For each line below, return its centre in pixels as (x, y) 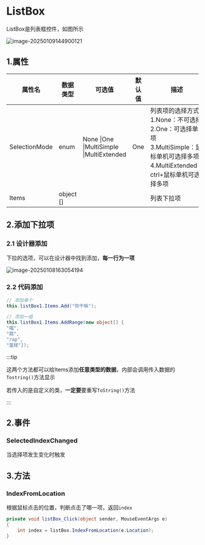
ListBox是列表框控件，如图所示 (45, 29)
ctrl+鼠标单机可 (172, 174)
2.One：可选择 (171, 129)
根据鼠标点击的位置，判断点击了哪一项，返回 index (69, 508)
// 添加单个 (20, 300)
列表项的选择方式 (175, 110)
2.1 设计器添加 (27, 244)
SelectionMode (31, 146)
